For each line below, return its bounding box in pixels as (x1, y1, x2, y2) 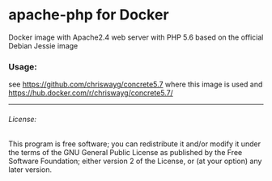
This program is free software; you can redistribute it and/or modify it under (8, 139, 261, 149)
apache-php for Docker (8, 6, 169, 24)
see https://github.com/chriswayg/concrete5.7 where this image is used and (8, 79, 263, 90)
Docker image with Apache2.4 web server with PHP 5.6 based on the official (8, 32, 264, 42)
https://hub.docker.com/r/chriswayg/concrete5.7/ (8, 88, 174, 98)
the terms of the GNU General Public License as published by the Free (8, 148, 243, 158)
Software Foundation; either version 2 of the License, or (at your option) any (8, 156, 262, 166)
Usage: (8, 61, 38, 72)
